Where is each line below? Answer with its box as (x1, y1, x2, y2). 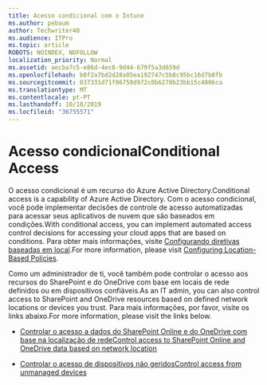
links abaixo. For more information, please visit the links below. (8, 311, 212, 320)
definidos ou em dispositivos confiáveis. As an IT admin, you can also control (8, 285, 260, 295)
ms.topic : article (8, 41, 69, 49)
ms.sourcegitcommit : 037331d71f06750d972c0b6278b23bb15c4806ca (8, 78, 223, 86)
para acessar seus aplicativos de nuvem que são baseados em (8, 210, 215, 220)
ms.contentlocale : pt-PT (8, 93, 91, 101)
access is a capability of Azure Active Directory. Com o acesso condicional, (8, 194, 257, 203)
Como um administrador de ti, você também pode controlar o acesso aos (8, 269, 249, 278)
